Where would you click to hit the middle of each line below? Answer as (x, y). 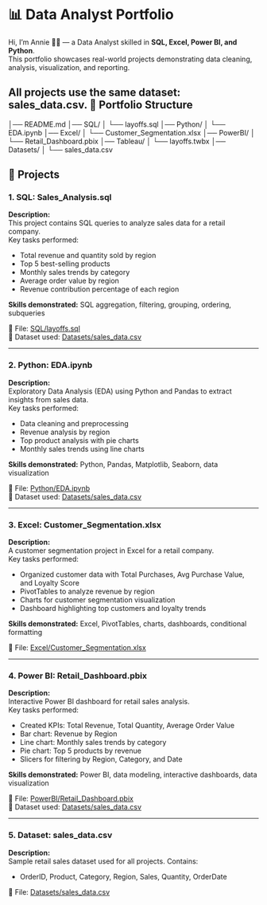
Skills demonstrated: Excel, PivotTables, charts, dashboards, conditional (128, 624)
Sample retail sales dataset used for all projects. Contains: (103, 861)
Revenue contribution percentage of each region (99, 289)
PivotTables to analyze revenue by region (87, 592)
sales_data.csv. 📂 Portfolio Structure (101, 105)
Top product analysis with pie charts (79, 440)
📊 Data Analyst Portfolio (91, 15)
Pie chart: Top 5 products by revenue (80, 751)
